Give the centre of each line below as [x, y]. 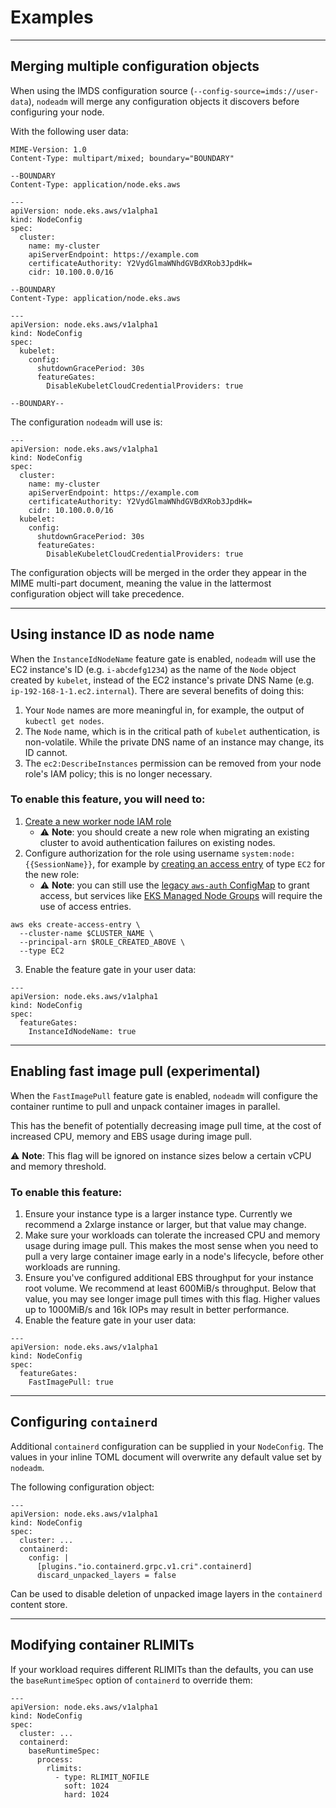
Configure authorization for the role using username [132, 853]
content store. [39, 1604]
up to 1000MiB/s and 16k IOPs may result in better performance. [157, 1309]
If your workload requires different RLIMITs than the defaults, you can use [162, 1669]
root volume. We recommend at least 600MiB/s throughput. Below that [170, 1288]
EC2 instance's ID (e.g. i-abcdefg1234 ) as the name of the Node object [153, 669]
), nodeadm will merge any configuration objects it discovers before [164, 101]
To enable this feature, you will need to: [108, 799]
